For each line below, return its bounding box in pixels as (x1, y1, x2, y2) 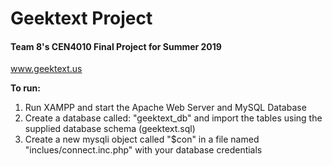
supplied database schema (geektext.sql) (24, 123, 196, 135)
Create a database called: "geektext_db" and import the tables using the (24, 112, 323, 124)
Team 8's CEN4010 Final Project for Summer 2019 (10, 40, 222, 52)
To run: (10, 82, 41, 94)
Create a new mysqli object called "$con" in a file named (24, 133, 260, 146)
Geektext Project (10, 7, 153, 30)
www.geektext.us (10, 63, 83, 75)
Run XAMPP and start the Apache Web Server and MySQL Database (24, 102, 307, 114)
